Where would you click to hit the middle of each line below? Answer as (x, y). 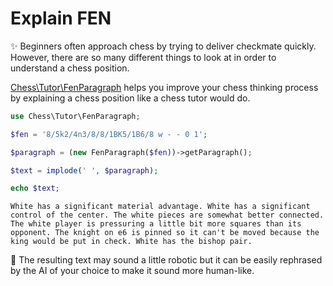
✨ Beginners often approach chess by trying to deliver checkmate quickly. (163, 46)
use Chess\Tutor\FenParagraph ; (75, 116)
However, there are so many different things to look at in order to (143, 57)
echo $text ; (35, 188)
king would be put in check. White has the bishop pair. (131, 242)
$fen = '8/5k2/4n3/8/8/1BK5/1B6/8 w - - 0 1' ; (109, 134)
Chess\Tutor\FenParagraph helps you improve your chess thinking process (164, 87)
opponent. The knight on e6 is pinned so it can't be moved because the (165, 233)
